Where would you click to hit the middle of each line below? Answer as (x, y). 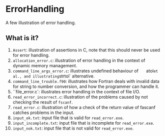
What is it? (22, 38)
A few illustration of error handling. (41, 23)
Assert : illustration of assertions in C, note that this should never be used (86, 50)
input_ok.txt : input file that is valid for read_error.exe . (68, 118)
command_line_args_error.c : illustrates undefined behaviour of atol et (85, 71)
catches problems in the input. (43, 112)
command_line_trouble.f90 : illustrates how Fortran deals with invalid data (86, 81)
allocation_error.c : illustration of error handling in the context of (79, 60)
